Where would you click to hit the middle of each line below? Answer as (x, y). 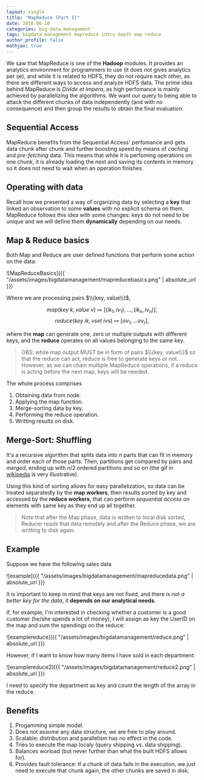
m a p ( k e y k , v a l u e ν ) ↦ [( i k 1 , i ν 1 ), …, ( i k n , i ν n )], (102, 311)
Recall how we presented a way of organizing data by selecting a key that (99, 202)
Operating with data (45, 187)
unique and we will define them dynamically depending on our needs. (94, 221)
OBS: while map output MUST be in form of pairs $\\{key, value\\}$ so (108, 352)
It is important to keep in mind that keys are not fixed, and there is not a (96, 594)
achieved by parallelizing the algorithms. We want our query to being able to (102, 96)
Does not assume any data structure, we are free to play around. (96, 732)
